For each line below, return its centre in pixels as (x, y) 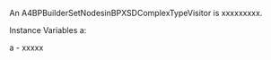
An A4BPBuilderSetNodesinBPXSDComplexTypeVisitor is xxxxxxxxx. (136, 13)
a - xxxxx (26, 47)
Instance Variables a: (48, 30)
